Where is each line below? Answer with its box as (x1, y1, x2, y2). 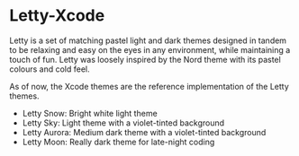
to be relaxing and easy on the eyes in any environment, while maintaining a (9, 44, 291, 55)
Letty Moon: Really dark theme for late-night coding (22, 136, 215, 147)
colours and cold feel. (9, 64, 90, 74)
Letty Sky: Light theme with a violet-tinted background (22, 117, 225, 128)
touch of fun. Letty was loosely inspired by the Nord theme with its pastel (9, 54, 281, 65)
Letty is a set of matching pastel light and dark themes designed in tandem (9, 35, 286, 46)
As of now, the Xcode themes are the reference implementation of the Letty (9, 81, 290, 91)
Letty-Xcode (9, 5, 105, 26)
